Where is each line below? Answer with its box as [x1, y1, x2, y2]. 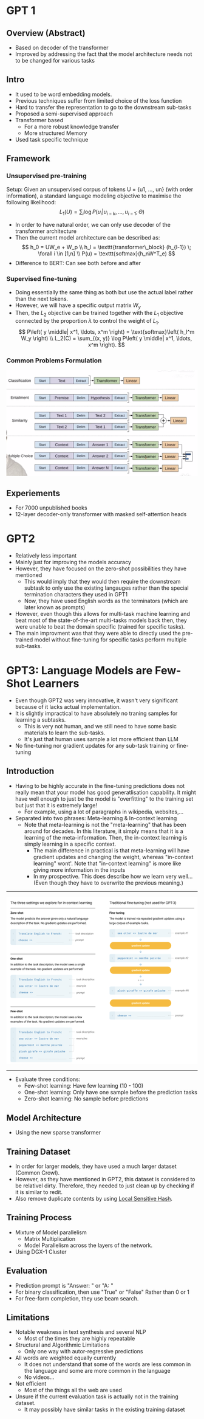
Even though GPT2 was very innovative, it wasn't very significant [15, 697, 178, 704]
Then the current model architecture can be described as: [15, 234, 160, 241]
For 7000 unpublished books [15, 504, 87, 511]
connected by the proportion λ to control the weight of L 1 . [15, 317, 160, 326]
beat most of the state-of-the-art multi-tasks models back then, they [15, 616, 187, 624]
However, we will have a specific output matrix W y [15, 302, 141, 310]
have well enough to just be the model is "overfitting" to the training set [15, 795, 194, 803]
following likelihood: [6, 198, 56, 205]
